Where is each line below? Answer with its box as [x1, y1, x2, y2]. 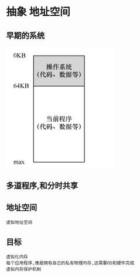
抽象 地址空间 [6, 5, 70, 19]
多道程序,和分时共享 [6, 181, 78, 191]
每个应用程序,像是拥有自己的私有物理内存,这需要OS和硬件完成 [6, 260, 135, 266]
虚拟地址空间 [6, 220, 33, 225]
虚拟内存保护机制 [6, 266, 42, 272]
